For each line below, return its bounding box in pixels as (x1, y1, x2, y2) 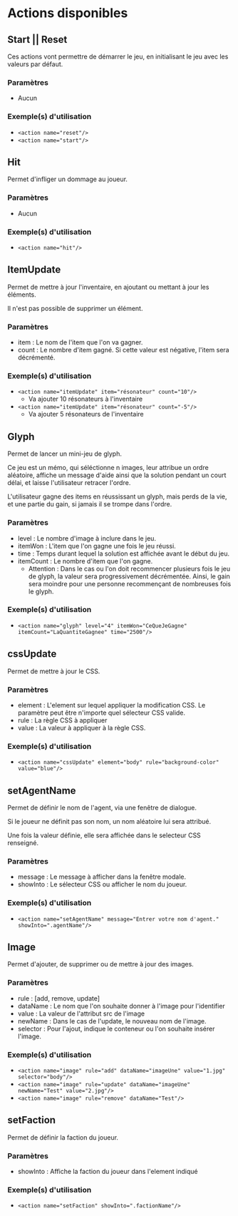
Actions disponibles (7, 5, 128, 21)
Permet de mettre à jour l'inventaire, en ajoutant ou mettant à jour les (7, 282, 209, 291)
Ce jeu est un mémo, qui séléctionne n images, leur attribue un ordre (7, 464, 209, 472)
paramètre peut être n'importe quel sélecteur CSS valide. (17, 708, 186, 717)
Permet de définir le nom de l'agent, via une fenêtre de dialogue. (7, 804, 197, 812)
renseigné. (7, 839, 39, 847)
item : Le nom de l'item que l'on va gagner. (17, 338, 143, 347)
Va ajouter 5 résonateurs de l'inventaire (28, 410, 144, 419)
